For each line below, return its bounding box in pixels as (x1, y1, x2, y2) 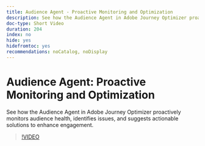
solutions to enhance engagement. (6, 121, 94, 128)
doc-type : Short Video (6, 20, 64, 26)
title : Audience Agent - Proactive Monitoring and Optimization (6, 9, 173, 15)
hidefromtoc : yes (6, 43, 51, 49)
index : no (6, 32, 32, 38)
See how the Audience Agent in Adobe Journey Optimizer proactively (6, 108, 181, 115)
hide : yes (6, 37, 32, 43)
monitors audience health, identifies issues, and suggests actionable (6, 114, 179, 122)
